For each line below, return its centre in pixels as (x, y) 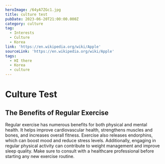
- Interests (22, 33)
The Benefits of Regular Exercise (57, 113)
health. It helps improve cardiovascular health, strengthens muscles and (79, 130)
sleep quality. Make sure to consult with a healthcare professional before (80, 151)
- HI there (21, 61)
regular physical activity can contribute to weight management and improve (82, 146)
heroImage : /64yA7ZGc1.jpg (33, 10)
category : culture (24, 24)
